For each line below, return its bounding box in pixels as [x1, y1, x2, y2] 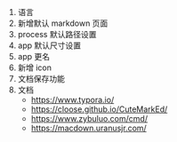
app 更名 [17, 51, 51, 61]
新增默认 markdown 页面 [17, 18, 109, 28]
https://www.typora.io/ [30, 95, 115, 105]
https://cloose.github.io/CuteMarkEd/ [30, 104, 168, 114]
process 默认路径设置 [17, 29, 97, 39]
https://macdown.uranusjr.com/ [30, 122, 147, 133]
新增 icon [17, 62, 52, 73]
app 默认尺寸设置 [17, 40, 82, 51]
